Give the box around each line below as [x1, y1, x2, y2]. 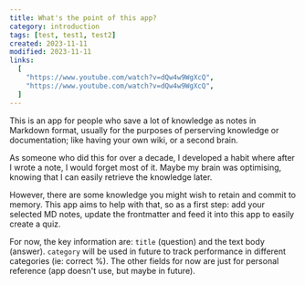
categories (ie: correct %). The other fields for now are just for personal [9, 255, 279, 266]
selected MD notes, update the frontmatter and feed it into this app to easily [9, 208, 295, 219]
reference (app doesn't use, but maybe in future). [9, 265, 196, 276]
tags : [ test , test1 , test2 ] [9, 30, 117, 39]
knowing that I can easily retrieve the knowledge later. [9, 171, 213, 183]
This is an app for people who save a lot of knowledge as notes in [9, 115, 257, 126]
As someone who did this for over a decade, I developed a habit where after [9, 152, 295, 163]
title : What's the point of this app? [9, 13, 157, 23]
